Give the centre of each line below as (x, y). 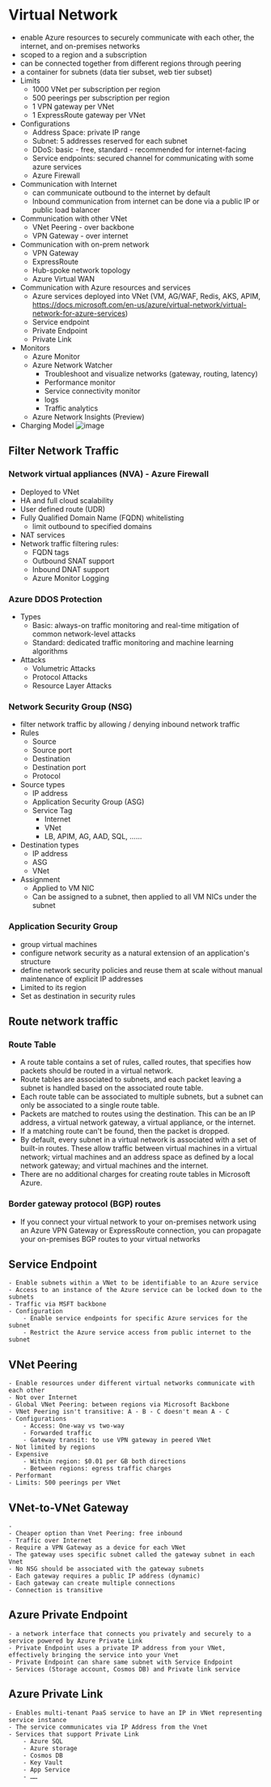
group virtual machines (59, 944)
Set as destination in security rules (78, 996)
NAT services (42, 535)
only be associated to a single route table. (90, 1105)
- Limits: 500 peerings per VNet (65, 1483)
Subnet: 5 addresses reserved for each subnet (110, 140)
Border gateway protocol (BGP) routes (85, 1204)
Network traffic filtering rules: (69, 543)
